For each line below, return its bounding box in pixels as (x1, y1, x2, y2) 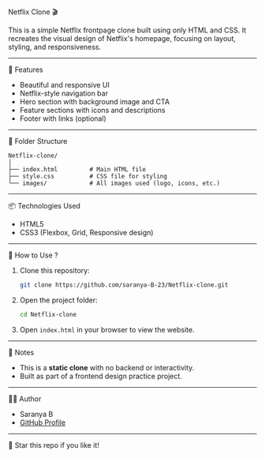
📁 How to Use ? (8, 250, 58, 260)
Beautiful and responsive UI (19, 81, 110, 89)
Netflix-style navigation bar (19, 88, 109, 98)
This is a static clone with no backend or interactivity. (19, 362, 195, 372)
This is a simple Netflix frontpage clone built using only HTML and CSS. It (8, 25, 247, 35)
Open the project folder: (19, 295, 99, 305)
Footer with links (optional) (19, 114, 106, 123)
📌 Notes (8, 347, 35, 357)
